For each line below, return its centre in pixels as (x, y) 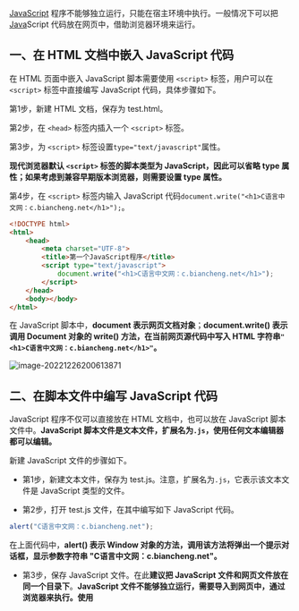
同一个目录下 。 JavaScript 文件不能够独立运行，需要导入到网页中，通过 (154, 586)
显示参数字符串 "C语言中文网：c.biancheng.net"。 (127, 556)
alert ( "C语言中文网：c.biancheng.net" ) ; (81, 527)
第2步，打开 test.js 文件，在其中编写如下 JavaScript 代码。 (130, 510)
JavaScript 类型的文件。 (85, 491)
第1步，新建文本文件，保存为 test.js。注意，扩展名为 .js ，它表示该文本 (152, 479)
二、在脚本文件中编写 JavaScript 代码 (114, 396)
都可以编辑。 (33, 442)
